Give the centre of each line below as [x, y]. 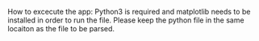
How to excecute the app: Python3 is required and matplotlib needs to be [129, 12]
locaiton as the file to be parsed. [61, 29]
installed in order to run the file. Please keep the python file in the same [126, 20]
